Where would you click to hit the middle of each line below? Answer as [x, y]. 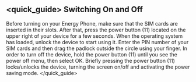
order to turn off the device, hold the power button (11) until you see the [92, 54]
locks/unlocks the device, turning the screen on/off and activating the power [98, 67]
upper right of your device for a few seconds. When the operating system [94, 36]
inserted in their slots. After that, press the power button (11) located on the [96, 30]
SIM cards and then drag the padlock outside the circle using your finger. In [97, 48]
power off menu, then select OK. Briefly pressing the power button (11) [90, 60]
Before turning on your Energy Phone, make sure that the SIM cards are [92, 23]
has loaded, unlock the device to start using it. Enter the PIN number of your [97, 42]
